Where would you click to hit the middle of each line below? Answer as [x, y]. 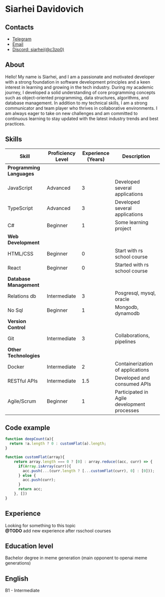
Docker [16, 366]
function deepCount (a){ [29, 439]
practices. [15, 123]
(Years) [96, 159]
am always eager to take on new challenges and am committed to [71, 113]
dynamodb [127, 313]
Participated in [132, 392]
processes [127, 410]
